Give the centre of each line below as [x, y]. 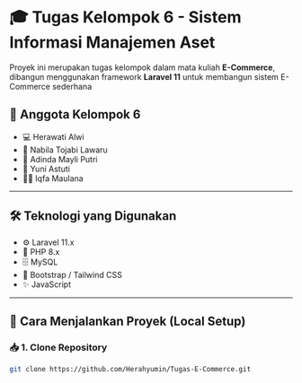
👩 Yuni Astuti [46, 169]
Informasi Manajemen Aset [112, 43]
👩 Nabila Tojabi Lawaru [65, 150]
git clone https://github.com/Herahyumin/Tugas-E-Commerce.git [130, 370]
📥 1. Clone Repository [58, 347]
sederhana [72, 86]
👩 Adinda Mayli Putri [60, 159]
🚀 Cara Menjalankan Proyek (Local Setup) [128, 321]
